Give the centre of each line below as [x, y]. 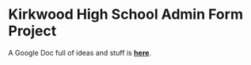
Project [32, 31]
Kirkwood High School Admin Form [126, 14]
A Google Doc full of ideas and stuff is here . [80, 52]
